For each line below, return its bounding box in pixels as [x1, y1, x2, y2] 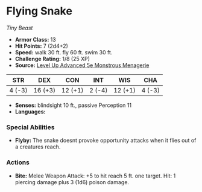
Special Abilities [6, 123, 55, 131]
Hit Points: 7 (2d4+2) [14, 42, 68, 50]
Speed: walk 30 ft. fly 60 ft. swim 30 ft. [14, 48, 113, 56]
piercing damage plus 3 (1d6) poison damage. [14, 178, 130, 185]
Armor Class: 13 [14, 36, 56, 43]
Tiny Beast [6, 24, 33, 31]
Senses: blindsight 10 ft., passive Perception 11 [14, 101, 131, 109]
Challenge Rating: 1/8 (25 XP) [14, 55, 90, 62]
